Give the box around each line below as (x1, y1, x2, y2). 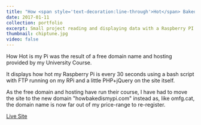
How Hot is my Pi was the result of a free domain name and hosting (6, 53, 172, 60)
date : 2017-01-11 (6, 14, 50, 20)
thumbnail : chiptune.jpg (6, 31, 68, 37)
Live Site (6, 112, 28, 120)
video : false (6, 36, 39, 42)
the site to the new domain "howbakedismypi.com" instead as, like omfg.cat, (6, 95, 195, 102)
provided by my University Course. (6, 59, 92, 66)
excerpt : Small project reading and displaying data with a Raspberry (6, 25, 186, 32)
